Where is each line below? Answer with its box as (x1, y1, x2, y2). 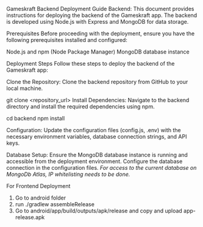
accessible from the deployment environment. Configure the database (6, 158, 183, 165)
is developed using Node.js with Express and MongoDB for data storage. (6, 18, 189, 25)
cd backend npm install (6, 115, 65, 122)
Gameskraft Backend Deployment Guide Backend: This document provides (6, 5, 194, 12)
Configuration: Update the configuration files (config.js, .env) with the (6, 127, 181, 133)
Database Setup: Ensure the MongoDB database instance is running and (6, 152, 188, 158)
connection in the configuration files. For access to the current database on (6, 164, 197, 171)
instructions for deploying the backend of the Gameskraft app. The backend (6, 12, 198, 19)
